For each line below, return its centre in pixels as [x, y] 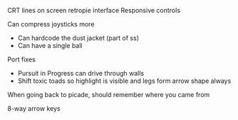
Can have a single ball [50, 45]
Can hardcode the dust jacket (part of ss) [78, 38]
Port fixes [21, 59]
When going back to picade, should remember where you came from [109, 95]
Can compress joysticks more [51, 24]
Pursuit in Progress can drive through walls [81, 73]
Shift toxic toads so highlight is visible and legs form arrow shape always [124, 81]
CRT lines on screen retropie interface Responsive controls [94, 10]
